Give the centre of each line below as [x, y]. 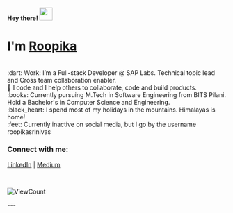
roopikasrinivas [29, 131]
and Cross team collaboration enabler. [62, 80]
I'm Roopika [42, 46]
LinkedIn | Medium [34, 164]
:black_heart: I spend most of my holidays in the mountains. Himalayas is [111, 110]
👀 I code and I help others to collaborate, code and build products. [102, 87]
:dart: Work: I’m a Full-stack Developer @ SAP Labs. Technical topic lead [111, 73]
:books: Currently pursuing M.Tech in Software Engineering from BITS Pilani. [116, 94]
